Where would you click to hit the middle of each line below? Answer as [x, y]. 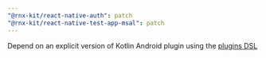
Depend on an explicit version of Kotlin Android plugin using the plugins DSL [133, 45]
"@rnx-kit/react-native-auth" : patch [70, 15]
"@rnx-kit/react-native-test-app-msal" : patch [86, 23]
